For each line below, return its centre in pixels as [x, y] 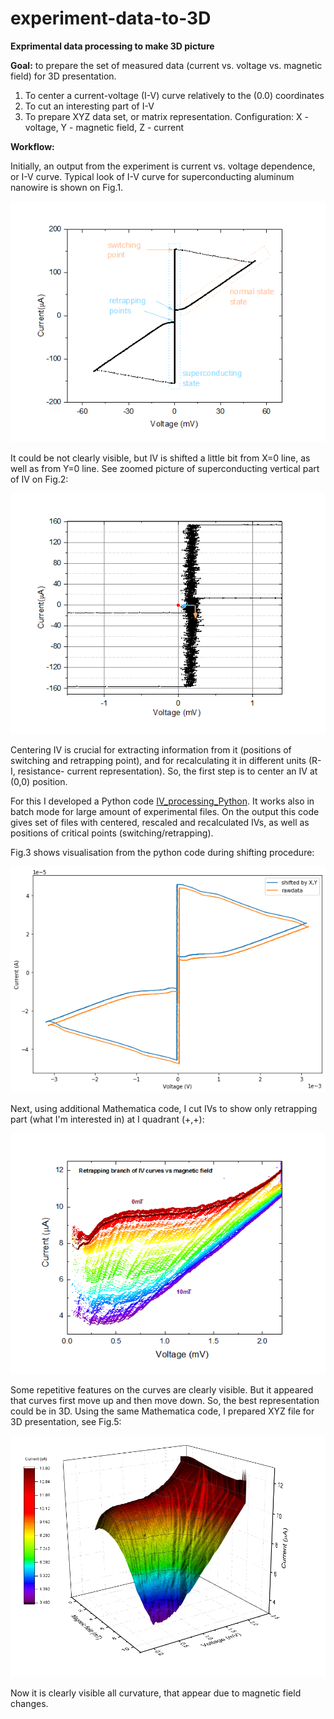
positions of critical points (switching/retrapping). [112, 833]
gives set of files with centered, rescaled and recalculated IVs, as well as [160, 823]
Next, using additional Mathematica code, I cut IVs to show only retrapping [164, 1108]
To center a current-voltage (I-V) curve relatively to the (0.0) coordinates [174, 95]
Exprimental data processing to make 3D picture [112, 46]
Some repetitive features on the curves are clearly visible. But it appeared [162, 1390]
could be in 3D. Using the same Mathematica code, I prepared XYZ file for [162, 1411]
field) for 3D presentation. [63, 76]
